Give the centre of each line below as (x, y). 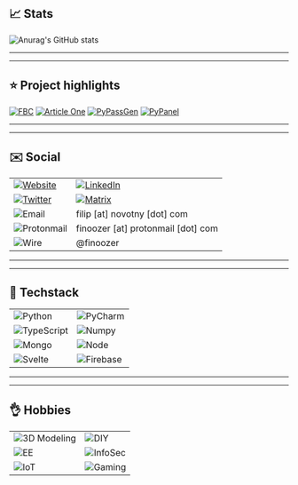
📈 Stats (31, 14)
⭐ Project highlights (65, 86)
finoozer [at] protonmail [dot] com (147, 228)
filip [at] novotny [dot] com (132, 214)
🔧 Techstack (44, 292)
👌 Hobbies (40, 410)
